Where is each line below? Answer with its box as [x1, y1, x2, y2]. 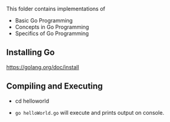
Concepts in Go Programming [15, 24, 90, 30]
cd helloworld [15, 97, 50, 104]
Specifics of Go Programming [15, 30, 89, 37]
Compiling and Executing [6, 81, 103, 92]
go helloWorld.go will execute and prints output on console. [15, 109, 165, 116]
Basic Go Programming [15, 17, 73, 24]
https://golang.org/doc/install [6, 63, 80, 70]
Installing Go [6, 47, 55, 58]
